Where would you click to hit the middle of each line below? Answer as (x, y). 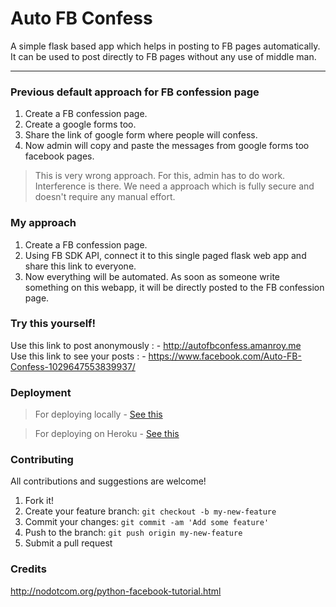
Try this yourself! (53, 324)
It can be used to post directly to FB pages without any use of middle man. (163, 56)
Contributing (42, 460)
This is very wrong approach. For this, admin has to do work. (160, 176)
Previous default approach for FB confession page (135, 92)
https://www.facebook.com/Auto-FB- (225, 356)
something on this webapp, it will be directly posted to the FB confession (174, 287)
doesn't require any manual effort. (105, 197)
